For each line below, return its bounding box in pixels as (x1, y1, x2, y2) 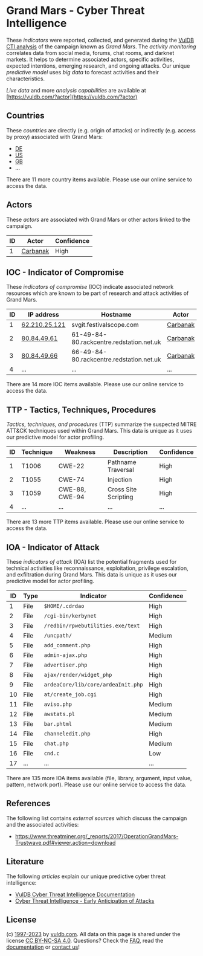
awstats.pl (43, 711, 76, 717)
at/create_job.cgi (43, 691, 97, 698)
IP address (28, 311, 59, 319)
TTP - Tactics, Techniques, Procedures (6, 404, 156, 415)
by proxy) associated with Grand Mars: (6, 133, 103, 140)
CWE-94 (58, 493, 85, 502)
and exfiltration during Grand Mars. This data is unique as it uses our (6, 571, 177, 578)
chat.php (43, 740, 69, 747)
